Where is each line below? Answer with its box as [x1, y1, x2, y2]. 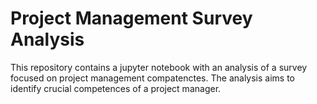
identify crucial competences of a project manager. [10, 82, 222, 94]
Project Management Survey [10, 7, 253, 30]
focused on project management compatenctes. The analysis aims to [10, 72, 295, 84]
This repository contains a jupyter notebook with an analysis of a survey [10, 61, 308, 73]
